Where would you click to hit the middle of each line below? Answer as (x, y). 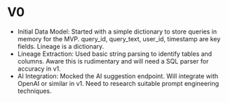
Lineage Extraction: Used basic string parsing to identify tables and (115, 54)
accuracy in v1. (39, 68)
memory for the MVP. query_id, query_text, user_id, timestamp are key (119, 38)
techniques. (34, 91)
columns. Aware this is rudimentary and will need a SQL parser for (113, 61)
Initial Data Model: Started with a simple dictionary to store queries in (117, 31)
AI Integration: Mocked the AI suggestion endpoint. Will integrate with (118, 76)
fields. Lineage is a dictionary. (61, 46)
